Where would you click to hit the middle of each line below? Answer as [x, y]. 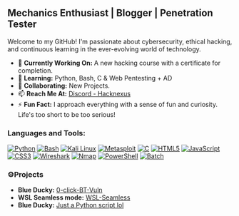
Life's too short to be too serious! [66, 114]
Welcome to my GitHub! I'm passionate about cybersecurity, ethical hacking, [120, 41]
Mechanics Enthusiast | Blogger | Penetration [110, 13]
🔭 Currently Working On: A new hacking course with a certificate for [119, 63]
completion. [35, 70]
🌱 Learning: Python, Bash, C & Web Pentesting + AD [95, 78]
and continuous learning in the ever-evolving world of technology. [104, 49]
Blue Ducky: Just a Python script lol [71, 205]
